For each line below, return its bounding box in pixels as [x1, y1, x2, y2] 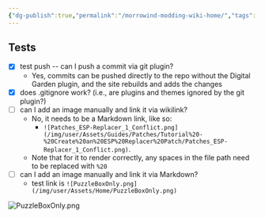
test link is [31, 179, 65, 188]
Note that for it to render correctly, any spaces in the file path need [31, 152, 250, 162]
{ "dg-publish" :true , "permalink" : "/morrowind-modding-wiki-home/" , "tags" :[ [8, 11, 260, 20]
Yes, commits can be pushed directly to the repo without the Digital [31, 70, 251, 80]
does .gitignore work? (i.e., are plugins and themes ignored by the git [19, 88, 245, 97]
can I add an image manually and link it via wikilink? [19, 104, 188, 115]
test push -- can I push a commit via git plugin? [19, 62, 174, 71]
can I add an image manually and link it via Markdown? [19, 169, 199, 179]
